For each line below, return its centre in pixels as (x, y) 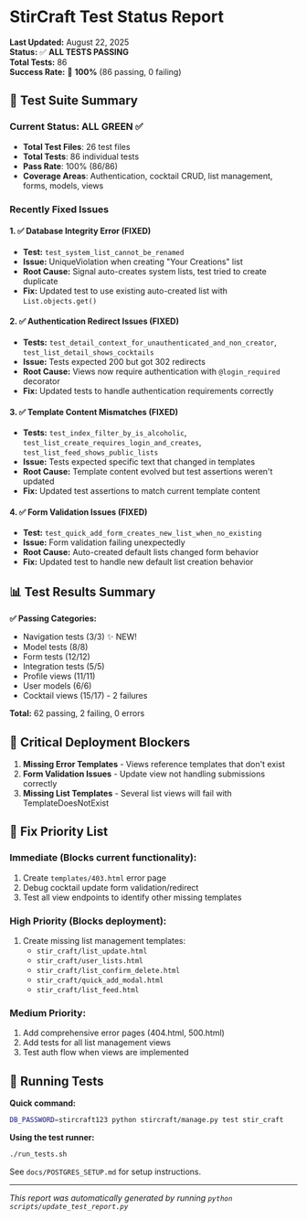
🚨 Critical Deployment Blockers (100, 742)
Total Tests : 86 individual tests (81, 156)
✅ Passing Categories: (53, 618)
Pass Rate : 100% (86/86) (70, 166)
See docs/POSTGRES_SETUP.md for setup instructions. (106, 1172)
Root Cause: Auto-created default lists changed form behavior (140, 552)
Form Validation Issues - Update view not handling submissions (144, 774)
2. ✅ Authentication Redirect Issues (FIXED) (95, 321)
